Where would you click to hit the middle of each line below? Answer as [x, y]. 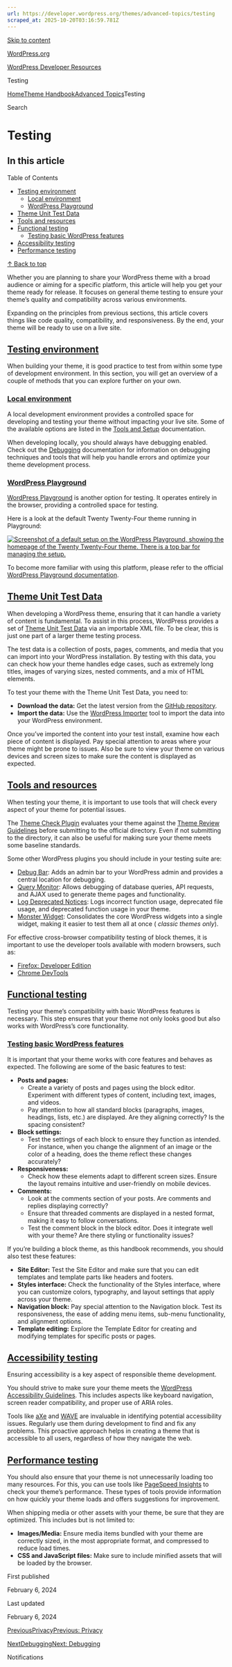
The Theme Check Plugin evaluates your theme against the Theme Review [114, 823]
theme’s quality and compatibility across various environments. [97, 299]
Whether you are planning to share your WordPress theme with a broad [109, 277]
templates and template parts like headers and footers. [95, 1277]
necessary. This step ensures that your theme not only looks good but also [114, 1018]
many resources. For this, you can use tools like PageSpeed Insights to [108, 1484]
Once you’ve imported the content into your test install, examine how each [113, 733]
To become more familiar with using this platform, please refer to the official [115, 567]
